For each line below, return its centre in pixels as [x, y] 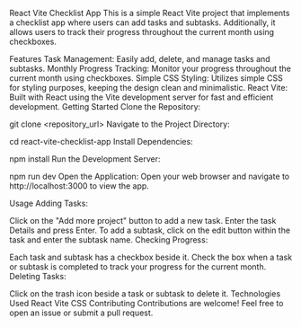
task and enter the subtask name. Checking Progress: [109, 240]
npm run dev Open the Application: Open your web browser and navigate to [150, 176]
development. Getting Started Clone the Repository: [105, 106]
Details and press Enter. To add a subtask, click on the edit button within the [150, 230]
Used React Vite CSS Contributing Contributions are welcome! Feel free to [146, 303]
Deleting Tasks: [38, 276]
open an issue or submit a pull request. [81, 313]
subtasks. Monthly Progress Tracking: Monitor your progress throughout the [150, 68]
